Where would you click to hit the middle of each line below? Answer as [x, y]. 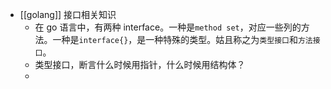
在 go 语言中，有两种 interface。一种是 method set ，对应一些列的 [168, 27]
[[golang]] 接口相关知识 [68, 14]
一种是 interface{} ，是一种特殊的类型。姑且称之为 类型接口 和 [175, 39]
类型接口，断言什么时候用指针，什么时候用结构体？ [140, 64]
